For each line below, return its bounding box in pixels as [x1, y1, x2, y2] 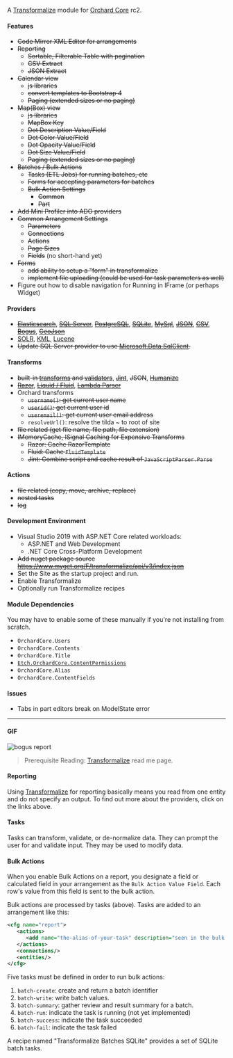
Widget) [17, 289, 40, 297]
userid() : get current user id [27, 403, 110, 411]
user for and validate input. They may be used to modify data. [7, 841, 184, 849]
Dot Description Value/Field [27, 126, 106, 134]
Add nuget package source [17, 554, 96, 563]
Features [7, 22, 33, 30]
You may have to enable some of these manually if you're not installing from [7, 616, 224, 624]
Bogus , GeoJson [17, 327, 65, 336]
